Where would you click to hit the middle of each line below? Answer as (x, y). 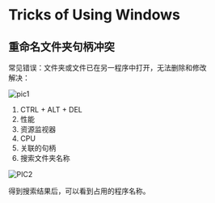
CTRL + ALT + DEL (51, 110)
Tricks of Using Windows (94, 15)
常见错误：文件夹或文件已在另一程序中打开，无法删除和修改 (107, 68)
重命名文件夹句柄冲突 (61, 47)
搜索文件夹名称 (45, 158)
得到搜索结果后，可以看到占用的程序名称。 (79, 191)
